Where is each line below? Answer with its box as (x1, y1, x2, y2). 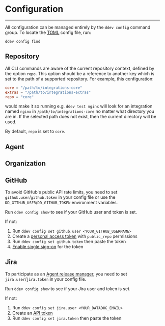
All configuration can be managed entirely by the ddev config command (5, 24, 151, 30)
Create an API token (12, 310, 53, 316)
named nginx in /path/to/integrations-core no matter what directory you (5, 109, 155, 114)
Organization (5, 160, 46, 168)
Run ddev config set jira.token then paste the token (12, 315, 122, 321)
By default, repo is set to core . (5, 129, 65, 135)
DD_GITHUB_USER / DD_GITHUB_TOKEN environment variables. (5, 199, 118, 205)
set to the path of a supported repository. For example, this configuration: (5, 76, 154, 81)
